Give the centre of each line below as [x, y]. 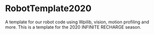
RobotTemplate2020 [48, 8]
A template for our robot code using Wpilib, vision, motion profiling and [77, 22]
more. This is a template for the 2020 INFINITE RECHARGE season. [73, 27]
